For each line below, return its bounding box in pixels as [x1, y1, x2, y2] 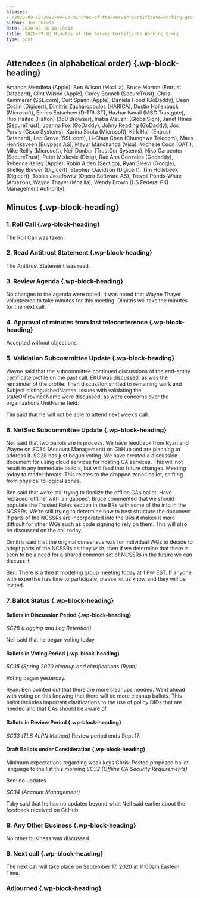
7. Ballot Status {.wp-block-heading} [6, 596, 114, 605]
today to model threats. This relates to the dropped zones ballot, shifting [6, 470, 183, 478]
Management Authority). [6, 185, 67, 192]
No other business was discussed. [6, 835, 91, 842]
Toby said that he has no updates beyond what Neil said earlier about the [6, 800, 186, 807]
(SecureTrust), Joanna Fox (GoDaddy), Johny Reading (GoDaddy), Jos [6, 122, 179, 129]
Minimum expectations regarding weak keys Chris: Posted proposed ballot [6, 758, 189, 766]
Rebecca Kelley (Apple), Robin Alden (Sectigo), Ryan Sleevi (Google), [6, 159, 176, 167]
